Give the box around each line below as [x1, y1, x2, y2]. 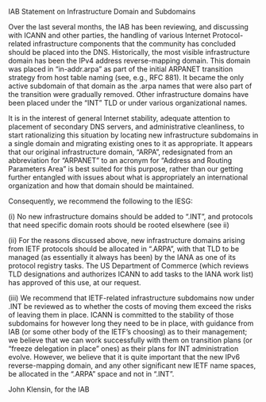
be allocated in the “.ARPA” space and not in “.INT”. [8, 369, 175, 378]
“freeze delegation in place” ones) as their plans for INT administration [8, 344, 239, 353]
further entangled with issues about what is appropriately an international [8, 172, 249, 182]
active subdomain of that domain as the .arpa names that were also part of [8, 81, 253, 91]
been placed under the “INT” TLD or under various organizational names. [8, 99, 248, 107]
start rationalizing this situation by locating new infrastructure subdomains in [8, 130, 259, 140]
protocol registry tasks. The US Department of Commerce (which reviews [8, 261, 249, 270]
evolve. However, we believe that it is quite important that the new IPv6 [8, 353, 241, 361]
